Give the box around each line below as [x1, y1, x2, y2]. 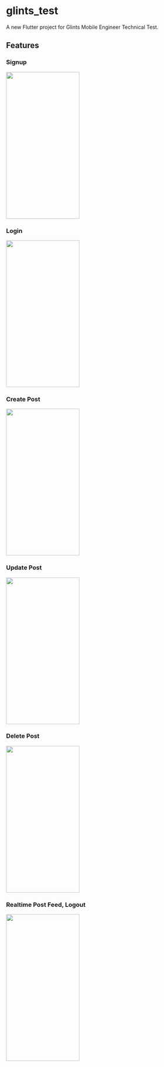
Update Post [6, 563, 42, 572]
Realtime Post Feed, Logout [6, 900, 86, 909]
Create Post [6, 395, 40, 403]
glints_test [6, 4, 59, 18]
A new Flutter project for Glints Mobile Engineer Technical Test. [6, 23, 159, 31]
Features [6, 40, 39, 50]
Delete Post [6, 732, 40, 740]
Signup [6, 58, 28, 66]
